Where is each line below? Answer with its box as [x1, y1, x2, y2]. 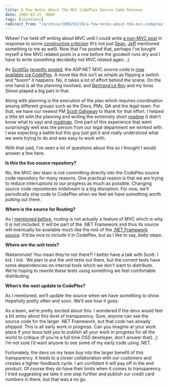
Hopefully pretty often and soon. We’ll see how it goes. [5, 298, 119, 304]
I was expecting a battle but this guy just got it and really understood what [5, 130, 159, 136]
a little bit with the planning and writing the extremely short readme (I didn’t [5, 114, 161, 120]
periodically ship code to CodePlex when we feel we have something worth [5, 191, 161, 197]
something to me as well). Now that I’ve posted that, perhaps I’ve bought [5, 46, 156, 52]
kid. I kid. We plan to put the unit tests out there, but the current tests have [5, 257, 160, 263]
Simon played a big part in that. [5, 88, 70, 94]
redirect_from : [5, 21, 37, 27]
